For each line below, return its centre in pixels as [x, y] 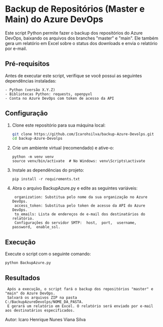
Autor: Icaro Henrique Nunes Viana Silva [45, 319]
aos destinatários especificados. [40, 310]
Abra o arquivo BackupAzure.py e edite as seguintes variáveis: [75, 188]
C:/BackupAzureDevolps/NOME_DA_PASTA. [44, 302]
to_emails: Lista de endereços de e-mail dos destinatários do [80, 214]
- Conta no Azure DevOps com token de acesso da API [60, 98]
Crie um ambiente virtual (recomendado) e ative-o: [63, 148]
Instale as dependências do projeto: [48, 170]
